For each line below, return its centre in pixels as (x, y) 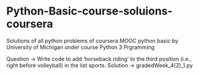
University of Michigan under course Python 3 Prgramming (80, 47)
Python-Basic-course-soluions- (89, 11)
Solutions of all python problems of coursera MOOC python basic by (92, 41)
